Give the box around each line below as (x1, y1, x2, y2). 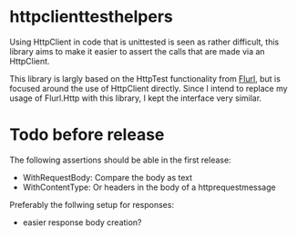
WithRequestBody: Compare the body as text (22, 172, 193, 183)
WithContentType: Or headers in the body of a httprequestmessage (22, 182, 276, 193)
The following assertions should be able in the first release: (9, 154, 231, 165)
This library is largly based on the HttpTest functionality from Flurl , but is (9, 73, 281, 84)
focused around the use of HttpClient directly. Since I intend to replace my (9, 83, 289, 94)
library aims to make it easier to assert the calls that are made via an (9, 45, 266, 56)
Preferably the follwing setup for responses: (9, 199, 175, 210)
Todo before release (9, 124, 165, 145)
